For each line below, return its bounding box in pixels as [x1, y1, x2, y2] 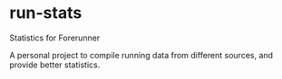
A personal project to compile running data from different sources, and [9, 49, 274, 60]
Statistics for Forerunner [9, 32, 101, 43]
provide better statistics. [9, 59, 101, 70]
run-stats [9, 3, 83, 23]
